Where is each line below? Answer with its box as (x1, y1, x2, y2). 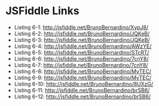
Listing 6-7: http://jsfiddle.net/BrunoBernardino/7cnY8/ (14, 61, 148, 69)
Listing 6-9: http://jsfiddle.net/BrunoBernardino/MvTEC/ (14, 74, 152, 81)
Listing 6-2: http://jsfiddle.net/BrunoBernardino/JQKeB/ (14, 30, 150, 37)
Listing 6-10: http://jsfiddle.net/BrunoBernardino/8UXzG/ (14, 80, 154, 87)
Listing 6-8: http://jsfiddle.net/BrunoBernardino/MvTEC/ (14, 68, 152, 75)
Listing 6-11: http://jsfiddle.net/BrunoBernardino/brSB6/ (14, 86, 150, 94)
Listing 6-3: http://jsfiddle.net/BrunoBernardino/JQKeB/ (14, 36, 150, 43)
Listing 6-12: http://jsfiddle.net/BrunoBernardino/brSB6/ (14, 93, 151, 100)
